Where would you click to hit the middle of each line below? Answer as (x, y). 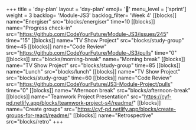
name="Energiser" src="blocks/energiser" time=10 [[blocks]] (81, 21)
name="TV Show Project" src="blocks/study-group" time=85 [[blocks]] (93, 65)
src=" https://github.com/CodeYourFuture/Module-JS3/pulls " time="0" (92, 53)
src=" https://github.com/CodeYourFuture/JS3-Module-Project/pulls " (89, 84)
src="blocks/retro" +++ (35, 121)
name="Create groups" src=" (42, 109)
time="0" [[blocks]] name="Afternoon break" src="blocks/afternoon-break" (98, 90)
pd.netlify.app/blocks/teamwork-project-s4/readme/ (70, 103)
